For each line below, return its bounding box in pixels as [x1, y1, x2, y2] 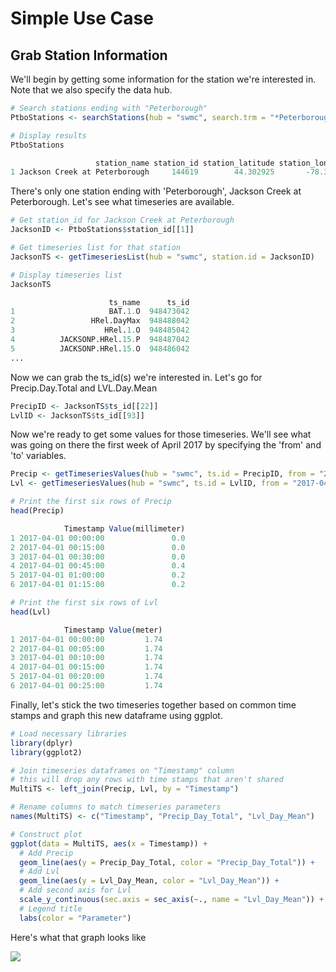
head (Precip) [10, 506, 65, 516]
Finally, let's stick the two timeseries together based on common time [10, 698, 297, 711]
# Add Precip [19, 848, 74, 858]
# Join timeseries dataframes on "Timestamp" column [10, 765, 235, 776]
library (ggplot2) [10, 747, 83, 757]
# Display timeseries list [10, 270, 123, 280]
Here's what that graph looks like [10, 931, 147, 943]
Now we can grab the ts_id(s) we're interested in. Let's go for [10, 371, 263, 383]
